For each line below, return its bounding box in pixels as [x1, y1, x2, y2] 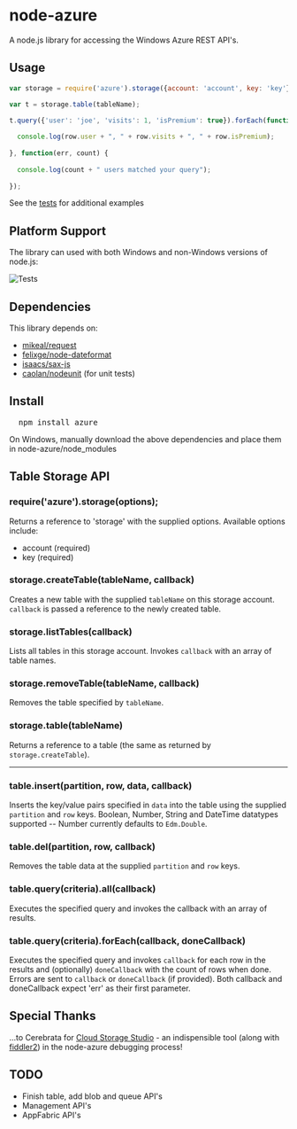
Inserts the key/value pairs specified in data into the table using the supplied [9, 799, 287, 810]
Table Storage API [9, 469, 110, 484]
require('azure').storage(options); [9, 495, 159, 508]
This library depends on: [9, 323, 99, 333]
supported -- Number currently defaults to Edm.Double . [9, 818, 208, 829]
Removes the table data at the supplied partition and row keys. [9, 860, 240, 871]
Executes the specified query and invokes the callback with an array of [9, 903, 268, 914]
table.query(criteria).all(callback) [9, 883, 156, 895]
